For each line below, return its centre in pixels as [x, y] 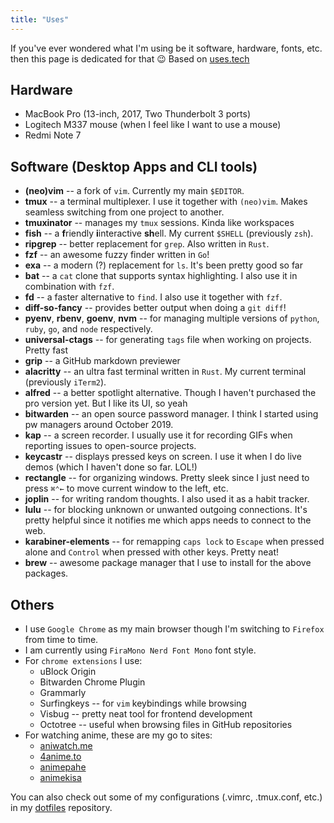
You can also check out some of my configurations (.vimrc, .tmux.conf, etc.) [166, 797]
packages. [46, 573]
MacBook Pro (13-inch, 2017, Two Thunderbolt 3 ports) [138, 114]
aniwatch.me [66, 746]
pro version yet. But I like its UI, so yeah [106, 403]
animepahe [63, 767]
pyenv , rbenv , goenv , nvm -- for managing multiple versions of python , [172, 318]
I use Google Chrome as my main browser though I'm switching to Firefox [174, 629]
